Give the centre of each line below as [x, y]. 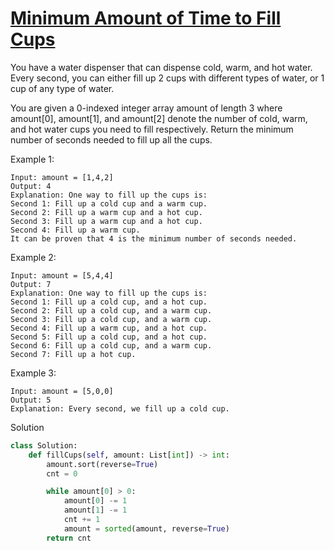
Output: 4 [31, 186]
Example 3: [33, 373]
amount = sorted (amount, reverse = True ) [146, 528]
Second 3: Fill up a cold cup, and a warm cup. [111, 319]
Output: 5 [31, 400]
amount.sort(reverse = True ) [102, 464]
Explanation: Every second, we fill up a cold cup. [120, 408]
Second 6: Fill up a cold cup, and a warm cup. [111, 345]
